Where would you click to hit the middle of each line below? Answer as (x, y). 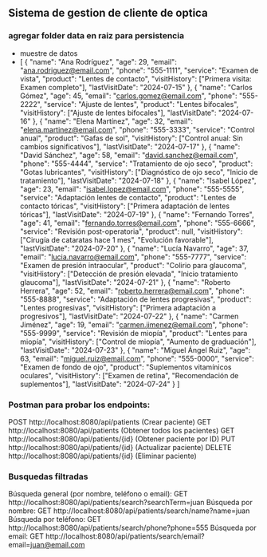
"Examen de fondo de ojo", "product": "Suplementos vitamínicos (126, 367)
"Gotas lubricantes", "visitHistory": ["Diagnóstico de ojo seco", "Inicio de (139, 172)
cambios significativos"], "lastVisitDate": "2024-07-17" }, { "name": (130, 146)
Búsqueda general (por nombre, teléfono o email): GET (98, 494)
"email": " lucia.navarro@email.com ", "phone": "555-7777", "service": (133, 257)
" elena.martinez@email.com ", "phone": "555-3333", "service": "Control (137, 129)
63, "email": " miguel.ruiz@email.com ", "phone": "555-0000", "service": (137, 358)
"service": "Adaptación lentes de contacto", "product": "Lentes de (128, 197)
